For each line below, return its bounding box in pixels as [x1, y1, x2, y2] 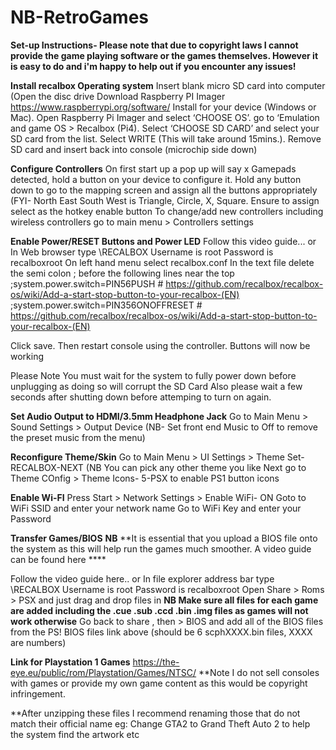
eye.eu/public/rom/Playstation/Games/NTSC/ [10, 666, 197, 678]
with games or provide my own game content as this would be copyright [10, 677, 308, 689]
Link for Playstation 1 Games [10, 656, 131, 668]
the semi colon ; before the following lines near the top [10, 267, 235, 279]
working [10, 350, 45, 362]
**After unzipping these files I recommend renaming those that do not [10, 707, 301, 719]
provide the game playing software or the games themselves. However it [10, 49, 319, 61]
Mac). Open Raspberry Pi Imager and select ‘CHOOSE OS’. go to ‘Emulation [10, 111, 320, 123]
